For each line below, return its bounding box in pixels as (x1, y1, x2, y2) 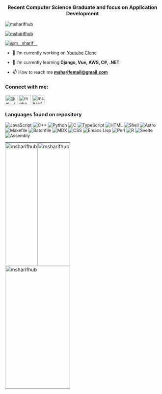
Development (66, 10, 99, 17)
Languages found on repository (5, 111, 82, 118)
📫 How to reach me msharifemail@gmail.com (12, 69, 108, 75)
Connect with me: (5, 83, 49, 90)
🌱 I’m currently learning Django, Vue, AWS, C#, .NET (12, 60, 120, 66)
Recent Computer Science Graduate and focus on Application (7, 4, 158, 11)
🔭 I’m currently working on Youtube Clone (12, 50, 97, 56)
